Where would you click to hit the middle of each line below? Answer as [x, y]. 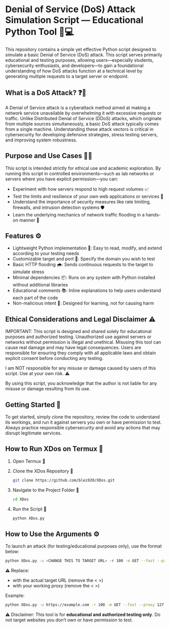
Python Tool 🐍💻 [40, 32]
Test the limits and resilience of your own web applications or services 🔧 [88, 196]
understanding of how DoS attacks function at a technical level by [74, 71]
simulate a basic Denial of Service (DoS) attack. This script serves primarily [84, 55]
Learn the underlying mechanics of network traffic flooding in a [79, 214]
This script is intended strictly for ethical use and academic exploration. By [83, 168]
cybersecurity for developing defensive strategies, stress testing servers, [81, 134]
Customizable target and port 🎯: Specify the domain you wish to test [84, 259]
